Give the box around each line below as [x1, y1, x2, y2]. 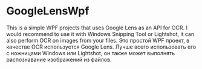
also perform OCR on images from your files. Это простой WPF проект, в [6, 37, 190, 44]
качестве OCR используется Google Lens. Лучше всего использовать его [6, 43, 197, 50]
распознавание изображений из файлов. [6, 56, 112, 63]
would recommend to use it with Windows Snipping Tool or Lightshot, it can [6, 30, 195, 37]
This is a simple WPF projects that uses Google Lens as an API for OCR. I [6, 24, 187, 31]
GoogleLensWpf [6, 4, 90, 18]
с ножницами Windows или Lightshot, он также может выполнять [6, 49, 175, 56]
